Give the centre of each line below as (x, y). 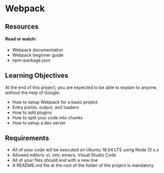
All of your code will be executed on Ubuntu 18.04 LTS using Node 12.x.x (86, 150)
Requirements (27, 138)
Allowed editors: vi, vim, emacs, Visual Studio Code (64, 155)
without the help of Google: (33, 92)
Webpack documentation (38, 50)
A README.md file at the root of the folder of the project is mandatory (83, 165)
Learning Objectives (37, 76)
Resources (22, 27)
